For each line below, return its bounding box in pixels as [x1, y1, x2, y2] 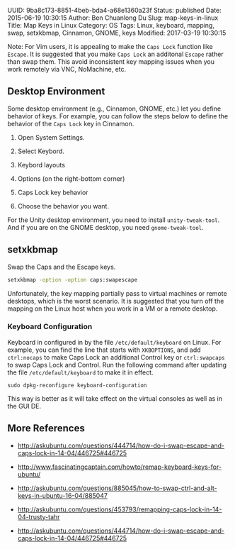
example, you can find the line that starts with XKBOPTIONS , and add [7, 345, 201, 354]
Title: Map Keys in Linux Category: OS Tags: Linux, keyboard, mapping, [7, 21, 214, 29]
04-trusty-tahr [17, 512, 60, 521]
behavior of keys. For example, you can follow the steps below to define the [7, 111, 229, 120]
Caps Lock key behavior [17, 188, 88, 196]
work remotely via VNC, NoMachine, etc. [7, 65, 127, 73]
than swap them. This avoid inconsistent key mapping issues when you [7, 57, 214, 66]
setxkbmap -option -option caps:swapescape [7, 276, 138, 283]
